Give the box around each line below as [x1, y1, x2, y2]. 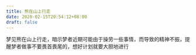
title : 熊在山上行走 [6, 8, 51, 14]
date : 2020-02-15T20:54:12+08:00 [6, 14, 87, 20]
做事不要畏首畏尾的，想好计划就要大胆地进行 [21, 43, 129, 50]
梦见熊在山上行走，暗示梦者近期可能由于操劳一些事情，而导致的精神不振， [6, 36, 185, 43]
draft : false [6, 19, 38, 25]
